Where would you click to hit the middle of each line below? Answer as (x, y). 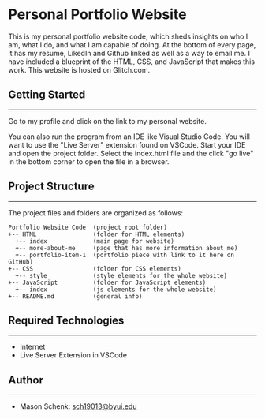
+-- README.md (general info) (76, 296)
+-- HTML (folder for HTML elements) (97, 234)
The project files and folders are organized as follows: (96, 213)
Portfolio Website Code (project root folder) (88, 227)
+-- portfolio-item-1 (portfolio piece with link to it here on (125, 255)
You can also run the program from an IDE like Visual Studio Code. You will (129, 137)
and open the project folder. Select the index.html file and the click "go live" (131, 153)
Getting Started (47, 95)
